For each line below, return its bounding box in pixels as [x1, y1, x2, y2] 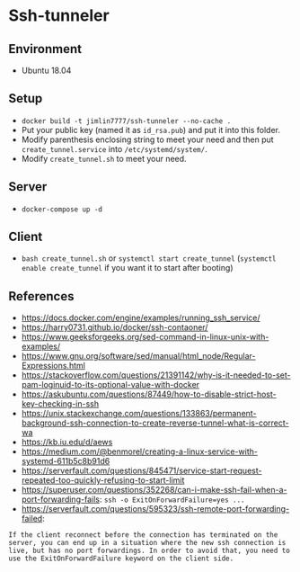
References [8, 289, 75, 304]
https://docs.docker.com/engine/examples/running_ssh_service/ [21, 312, 261, 324]
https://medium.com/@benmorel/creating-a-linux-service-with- [21, 446, 258, 457]
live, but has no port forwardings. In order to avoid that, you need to [8, 546, 291, 556]
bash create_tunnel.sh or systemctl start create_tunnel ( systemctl [21, 253, 277, 264]
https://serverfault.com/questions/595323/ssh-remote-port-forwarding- [21, 504, 290, 514]
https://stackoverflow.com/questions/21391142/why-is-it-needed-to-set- [21, 370, 291, 380]
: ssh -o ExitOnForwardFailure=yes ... [99, 494, 245, 505]
